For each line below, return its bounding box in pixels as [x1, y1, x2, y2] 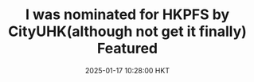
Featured [96, 40, 158, 57]
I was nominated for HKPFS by [25, 6, 230, 24]
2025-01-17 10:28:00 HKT [84, 65, 170, 75]
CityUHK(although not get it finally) [8, 22, 247, 41]
